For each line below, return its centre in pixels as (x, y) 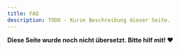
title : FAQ (23, 14)
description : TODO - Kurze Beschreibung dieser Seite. (89, 20)
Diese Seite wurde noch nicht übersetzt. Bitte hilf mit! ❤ (90, 40)
